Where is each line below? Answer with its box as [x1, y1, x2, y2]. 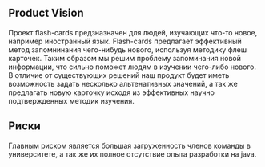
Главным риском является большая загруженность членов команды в [8, 141, 251, 150]
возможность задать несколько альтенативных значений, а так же [8, 79, 238, 88]
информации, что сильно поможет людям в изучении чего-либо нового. [8, 62, 256, 71]
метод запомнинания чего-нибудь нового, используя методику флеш [8, 44, 247, 55]
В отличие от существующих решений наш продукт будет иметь [8, 70, 230, 79]
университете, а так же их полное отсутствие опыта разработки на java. [8, 149, 257, 159]
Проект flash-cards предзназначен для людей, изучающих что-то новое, [8, 27, 258, 37]
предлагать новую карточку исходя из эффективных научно [8, 88, 215, 97]
